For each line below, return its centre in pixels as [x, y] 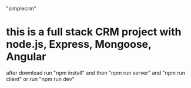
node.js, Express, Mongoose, [79, 45]
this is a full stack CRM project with [94, 32]
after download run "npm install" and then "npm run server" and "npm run [95, 73]
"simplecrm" [21, 8]
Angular [26, 57]
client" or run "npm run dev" [40, 79]
